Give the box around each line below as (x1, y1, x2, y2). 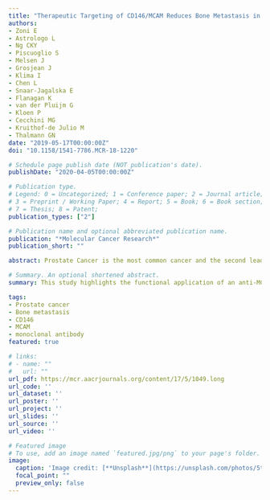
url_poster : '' (8, 397, 59, 406)
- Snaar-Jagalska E (8, 86, 74, 95)
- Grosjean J (8, 64, 52, 72)
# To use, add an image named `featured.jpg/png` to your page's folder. (8, 449, 261, 457)
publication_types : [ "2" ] (8, 212, 95, 221)
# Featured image (8, 441, 67, 450)
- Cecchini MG (8, 117, 56, 125)
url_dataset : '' (8, 390, 63, 398)
